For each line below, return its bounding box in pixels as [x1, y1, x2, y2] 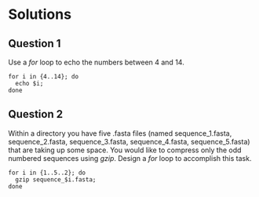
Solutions [8, 5, 72, 24]
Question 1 [8, 37, 61, 50]
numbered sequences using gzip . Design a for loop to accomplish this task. [8, 153, 252, 162]
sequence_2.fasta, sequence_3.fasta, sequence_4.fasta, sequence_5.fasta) [8, 137, 250, 146]
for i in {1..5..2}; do [8, 169, 86, 177]
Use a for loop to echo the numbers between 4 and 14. [8, 57, 184, 67]
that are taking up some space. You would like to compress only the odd [8, 145, 242, 155]
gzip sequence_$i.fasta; [15, 175, 97, 184]
